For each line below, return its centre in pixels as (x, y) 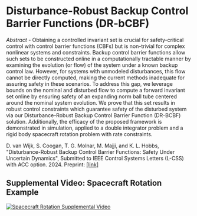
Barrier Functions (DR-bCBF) (78, 23)
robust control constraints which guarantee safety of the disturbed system (96, 109)
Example (22, 193)
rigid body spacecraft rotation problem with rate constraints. (79, 134)
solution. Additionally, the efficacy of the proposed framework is (84, 121)
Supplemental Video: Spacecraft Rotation (84, 183)
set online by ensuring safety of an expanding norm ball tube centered (92, 96)
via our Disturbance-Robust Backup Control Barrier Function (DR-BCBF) (93, 115)
